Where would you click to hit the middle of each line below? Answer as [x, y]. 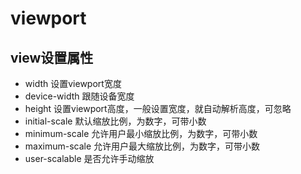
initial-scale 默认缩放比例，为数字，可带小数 [115, 121]
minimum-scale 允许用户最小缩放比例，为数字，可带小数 [141, 133]
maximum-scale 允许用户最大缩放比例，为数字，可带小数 [142, 146]
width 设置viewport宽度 [73, 83]
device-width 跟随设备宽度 [79, 96]
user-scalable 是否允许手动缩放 [89, 158]
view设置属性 [52, 57]
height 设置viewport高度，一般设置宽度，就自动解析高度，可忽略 [158, 108]
